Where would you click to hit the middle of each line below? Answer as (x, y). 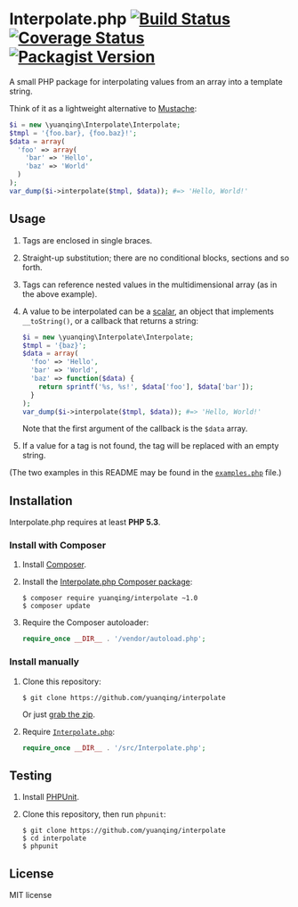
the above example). (60, 293)
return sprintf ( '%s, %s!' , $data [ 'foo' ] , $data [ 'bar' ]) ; (146, 387)
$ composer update (56, 606)
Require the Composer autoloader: (85, 623)
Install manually (44, 662)
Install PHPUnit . (51, 797)
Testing (31, 775)
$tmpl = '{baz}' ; (54, 345)
